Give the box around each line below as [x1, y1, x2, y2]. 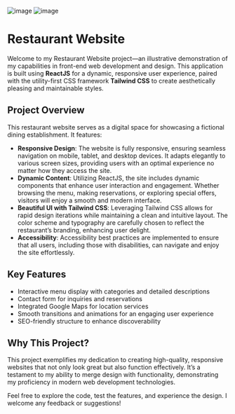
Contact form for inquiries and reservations [17, 294, 142, 303]
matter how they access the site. [17, 166, 112, 174]
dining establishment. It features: [7, 130, 102, 139]
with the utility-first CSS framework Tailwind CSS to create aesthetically [7, 76, 216, 85]
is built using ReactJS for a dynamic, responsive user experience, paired [7, 69, 217, 77]
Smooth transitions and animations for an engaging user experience [17, 309, 214, 318]
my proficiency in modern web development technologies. [7, 378, 176, 387]
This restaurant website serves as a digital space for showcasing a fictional [7, 123, 224, 131]
